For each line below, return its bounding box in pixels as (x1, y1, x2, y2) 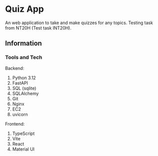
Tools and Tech (5, 54, 43, 61)
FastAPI (12, 80, 28, 86)
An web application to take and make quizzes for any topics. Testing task (5, 20, 154, 26)
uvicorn (12, 111, 28, 117)
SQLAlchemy (12, 90, 39, 96)
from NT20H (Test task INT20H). (5, 25, 72, 31)
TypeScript (12, 130, 35, 136)
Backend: (5, 65, 25, 71)
